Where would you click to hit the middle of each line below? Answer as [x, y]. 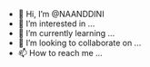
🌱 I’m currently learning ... [66, 33]
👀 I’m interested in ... [56, 24]
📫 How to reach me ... [60, 53]
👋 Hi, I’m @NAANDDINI [61, 14]
